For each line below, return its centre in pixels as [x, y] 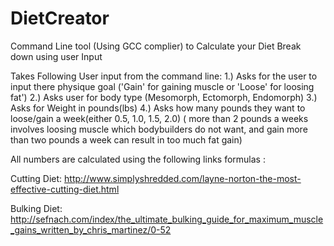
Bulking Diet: [36, 208]
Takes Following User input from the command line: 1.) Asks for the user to [164, 76]
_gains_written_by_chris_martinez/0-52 [91, 229]
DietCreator [60, 18]
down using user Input [56, 56]
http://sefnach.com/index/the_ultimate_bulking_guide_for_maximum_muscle [167, 219]
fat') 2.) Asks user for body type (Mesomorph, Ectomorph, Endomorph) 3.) [164, 97]
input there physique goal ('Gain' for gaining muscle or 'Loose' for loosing [162, 86]
